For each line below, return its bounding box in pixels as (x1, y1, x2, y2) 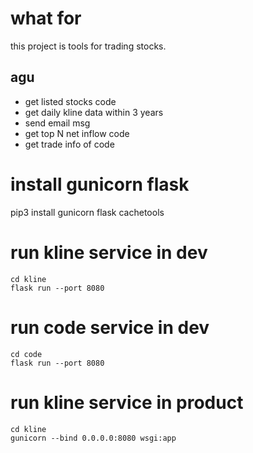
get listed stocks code (24, 95, 117, 107)
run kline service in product (10, 391, 244, 414)
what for (10, 7, 82, 30)
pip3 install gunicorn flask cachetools (10, 206, 165, 218)
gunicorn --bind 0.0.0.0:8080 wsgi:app (10, 433, 177, 443)
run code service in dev (10, 316, 210, 339)
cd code (10, 349, 43, 359)
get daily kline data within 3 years (24, 106, 164, 118)
